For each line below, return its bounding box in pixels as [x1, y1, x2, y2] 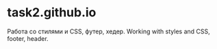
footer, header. [7, 34, 49, 42]
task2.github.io [7, 5, 97, 20]
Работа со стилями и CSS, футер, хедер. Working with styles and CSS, [7, 27, 210, 35]
